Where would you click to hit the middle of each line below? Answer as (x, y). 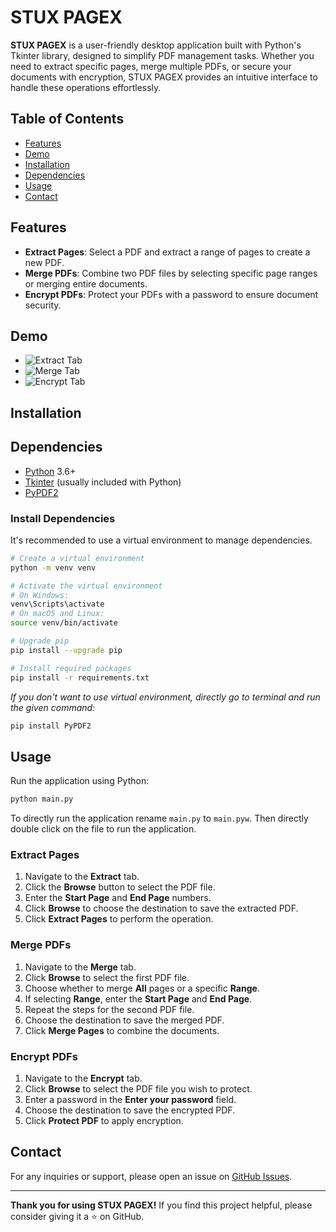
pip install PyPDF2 (51, 726)
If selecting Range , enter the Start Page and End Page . (138, 998)
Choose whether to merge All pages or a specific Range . (142, 988)
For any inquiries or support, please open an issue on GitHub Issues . (151, 1176)
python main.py (42, 799)
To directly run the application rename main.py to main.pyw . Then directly (159, 818)
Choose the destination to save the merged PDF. (124, 1020)
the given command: (53, 707)
